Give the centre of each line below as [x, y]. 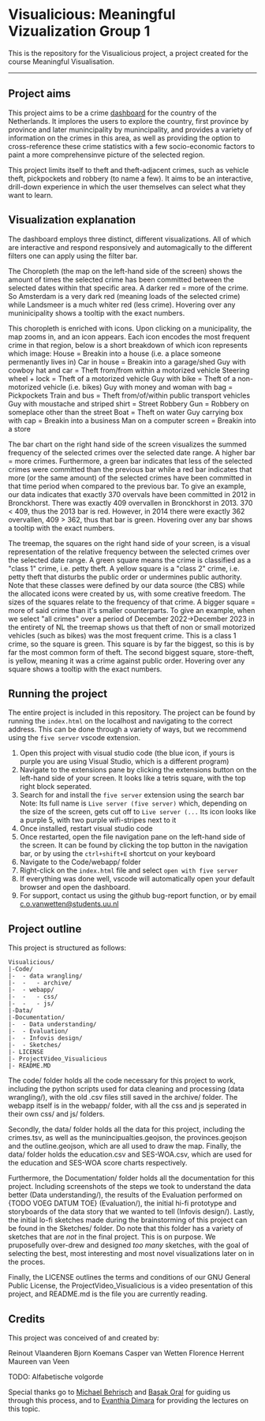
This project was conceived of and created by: [84, 1338]
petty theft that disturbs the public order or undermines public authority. [125, 577]
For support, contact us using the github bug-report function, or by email [138, 896]
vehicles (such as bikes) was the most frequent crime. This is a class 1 [122, 635]
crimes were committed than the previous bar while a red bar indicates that [130, 469]
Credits [27, 1319]
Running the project [58, 693]
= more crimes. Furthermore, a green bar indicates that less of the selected [131, 461]
